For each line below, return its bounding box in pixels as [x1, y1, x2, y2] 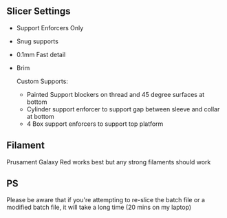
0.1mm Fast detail [16, 50, 66, 58]
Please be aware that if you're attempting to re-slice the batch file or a [6, 196, 206, 204]
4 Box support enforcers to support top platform [26, 120, 164, 128]
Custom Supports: [16, 77, 68, 85]
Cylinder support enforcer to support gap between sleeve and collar [26, 105, 220, 113]
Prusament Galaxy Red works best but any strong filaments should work [6, 157, 211, 166]
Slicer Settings [6, 6, 71, 17]
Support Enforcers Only [16, 23, 84, 32]
